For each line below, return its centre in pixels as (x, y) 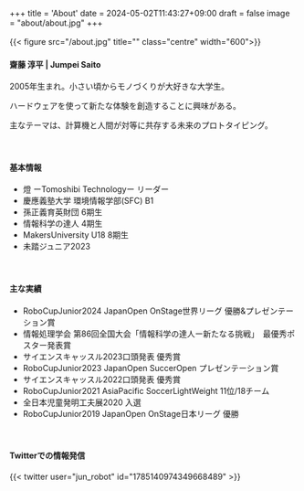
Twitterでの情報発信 (47, 455)
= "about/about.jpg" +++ (56, 23)
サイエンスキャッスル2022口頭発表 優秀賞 (101, 379)
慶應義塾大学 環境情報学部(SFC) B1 (88, 201)
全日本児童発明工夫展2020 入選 (82, 402)
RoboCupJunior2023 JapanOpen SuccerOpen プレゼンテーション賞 (151, 368)
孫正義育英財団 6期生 (63, 212)
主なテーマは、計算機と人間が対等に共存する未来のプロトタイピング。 (141, 125)
